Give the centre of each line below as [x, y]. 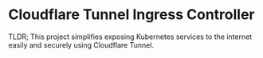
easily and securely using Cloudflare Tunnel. [81, 44]
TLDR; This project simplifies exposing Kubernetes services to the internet [130, 37]
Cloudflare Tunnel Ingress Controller [131, 15]
